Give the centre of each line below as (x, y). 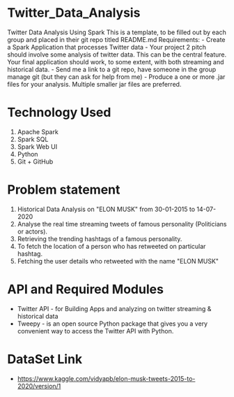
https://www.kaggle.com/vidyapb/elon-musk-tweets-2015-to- (106, 378)
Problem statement (64, 190)
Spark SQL (33, 139)
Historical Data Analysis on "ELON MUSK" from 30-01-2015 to (106, 209)
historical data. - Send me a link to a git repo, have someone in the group (112, 69)
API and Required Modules (85, 289)
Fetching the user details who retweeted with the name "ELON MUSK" (118, 261)
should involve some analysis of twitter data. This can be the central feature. (117, 55)
